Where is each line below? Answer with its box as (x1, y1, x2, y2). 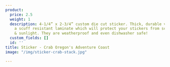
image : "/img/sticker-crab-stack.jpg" (5, 49, 87, 54)
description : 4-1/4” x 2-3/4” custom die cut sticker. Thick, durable (10, 21, 162, 27)
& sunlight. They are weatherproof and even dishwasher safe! (14, 31, 148, 36)
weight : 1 (10, 17, 30, 22)
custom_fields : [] (10, 36, 49, 41)
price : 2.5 (10, 12, 33, 17)
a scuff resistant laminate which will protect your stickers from (14, 26, 159, 31)
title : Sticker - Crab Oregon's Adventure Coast (5, 45, 110, 50)
